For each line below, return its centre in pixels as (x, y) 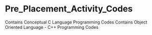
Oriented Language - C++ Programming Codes (52, 27)
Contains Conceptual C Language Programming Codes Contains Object (76, 22)
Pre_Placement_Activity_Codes (69, 9)
